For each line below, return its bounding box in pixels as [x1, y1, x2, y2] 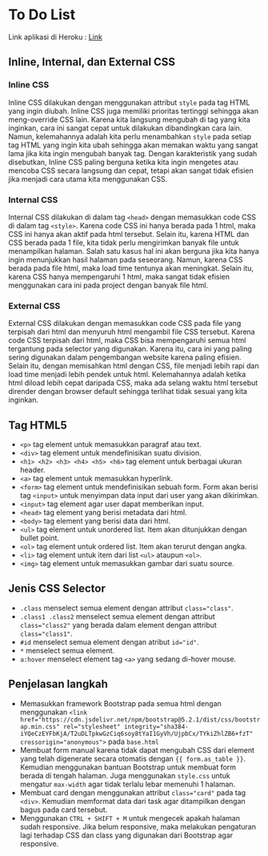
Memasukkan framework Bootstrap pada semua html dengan [19, 698, 222, 708]
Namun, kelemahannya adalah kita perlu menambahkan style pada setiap [8, 131, 252, 141]
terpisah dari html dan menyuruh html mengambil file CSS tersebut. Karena [8, 327, 255, 337]
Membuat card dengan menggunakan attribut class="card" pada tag [19, 787, 246, 798]
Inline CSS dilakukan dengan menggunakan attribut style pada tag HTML [8, 98, 250, 107]
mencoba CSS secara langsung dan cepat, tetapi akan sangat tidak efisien [8, 166, 254, 175]
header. [19, 465, 46, 475]
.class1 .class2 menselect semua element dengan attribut [19, 611, 216, 621]
